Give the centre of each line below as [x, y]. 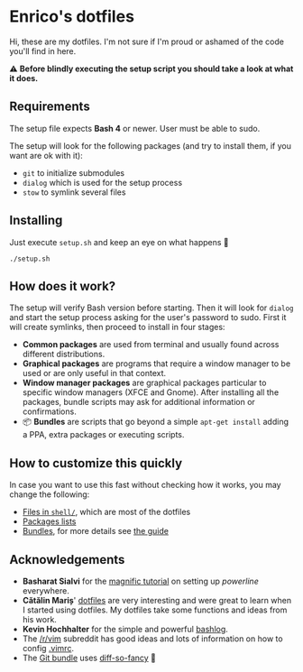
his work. [39, 619]
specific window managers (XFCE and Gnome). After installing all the [151, 392]
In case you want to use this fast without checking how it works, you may [145, 485]
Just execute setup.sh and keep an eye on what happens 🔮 [119, 242]
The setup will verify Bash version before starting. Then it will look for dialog [151, 308]
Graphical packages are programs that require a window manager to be [156, 364]
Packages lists [49, 521]
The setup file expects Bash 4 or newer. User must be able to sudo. [135, 128]
